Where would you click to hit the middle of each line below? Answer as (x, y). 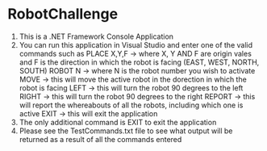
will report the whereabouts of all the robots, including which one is (131, 105)
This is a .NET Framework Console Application (96, 36)
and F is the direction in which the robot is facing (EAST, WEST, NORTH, (139, 62)
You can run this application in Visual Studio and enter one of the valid (136, 44)
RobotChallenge (63, 14)
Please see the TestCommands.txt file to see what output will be (126, 131)
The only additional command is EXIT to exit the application (118, 122)
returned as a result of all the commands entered (100, 139)
